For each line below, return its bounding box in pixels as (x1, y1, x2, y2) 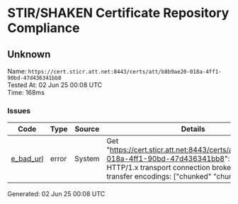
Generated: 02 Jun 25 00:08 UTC (7, 190, 106, 198)
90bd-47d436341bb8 (7, 74, 62, 81)
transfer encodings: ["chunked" (106, 171, 212, 181)
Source (74, 124, 100, 134)
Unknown (7, 48, 51, 60)
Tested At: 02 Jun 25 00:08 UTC (7, 81, 103, 89)
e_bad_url (11, 154, 44, 164)
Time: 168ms (7, 89, 45, 96)
